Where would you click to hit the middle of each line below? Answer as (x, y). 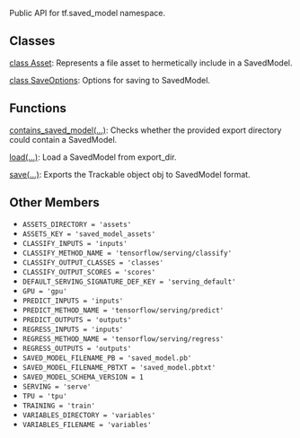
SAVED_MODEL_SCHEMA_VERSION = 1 (83, 377)
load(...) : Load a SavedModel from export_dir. (93, 157)
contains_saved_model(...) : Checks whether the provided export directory (146, 130)
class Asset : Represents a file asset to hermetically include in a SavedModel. (151, 63)
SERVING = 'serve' (57, 387)
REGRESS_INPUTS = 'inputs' (73, 330)
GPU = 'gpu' (44, 292)
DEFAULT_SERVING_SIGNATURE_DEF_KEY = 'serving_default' (129, 282)
